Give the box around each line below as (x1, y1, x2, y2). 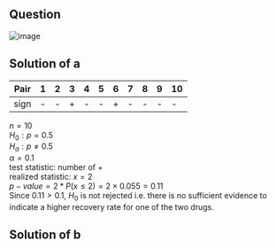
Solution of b (9, 228, 81, 243)
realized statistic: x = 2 (9, 172, 93, 182)
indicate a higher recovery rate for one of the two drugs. (9, 202, 214, 213)
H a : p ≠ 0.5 (9, 141, 53, 154)
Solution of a (9, 57, 81, 72)
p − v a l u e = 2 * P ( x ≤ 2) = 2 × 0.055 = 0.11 (9, 181, 164, 191)
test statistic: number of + (9, 162, 103, 173)
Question (9, 7, 61, 22)
